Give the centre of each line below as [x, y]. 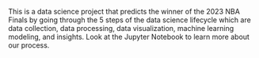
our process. [29, 45]
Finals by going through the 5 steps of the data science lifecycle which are [129, 20]
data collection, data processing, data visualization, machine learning [121, 28]
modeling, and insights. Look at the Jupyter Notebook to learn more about [129, 37]
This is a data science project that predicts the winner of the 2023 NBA [124, 12]
